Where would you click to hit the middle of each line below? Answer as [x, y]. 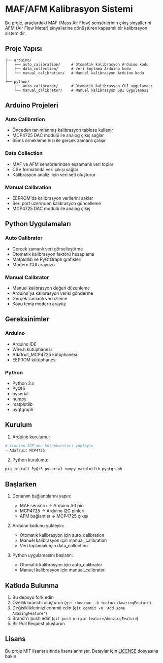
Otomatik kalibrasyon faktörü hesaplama [53, 254]
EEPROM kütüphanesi [34, 360]
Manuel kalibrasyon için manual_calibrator [62, 570]
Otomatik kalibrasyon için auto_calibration [62, 535]
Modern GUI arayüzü [33, 264]
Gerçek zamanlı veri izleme [40, 299]
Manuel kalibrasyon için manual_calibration [63, 540]
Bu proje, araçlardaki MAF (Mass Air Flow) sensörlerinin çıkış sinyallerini [78, 23]
